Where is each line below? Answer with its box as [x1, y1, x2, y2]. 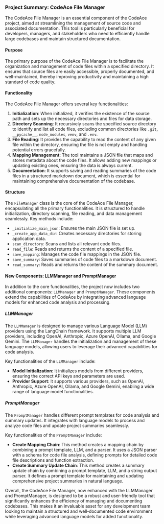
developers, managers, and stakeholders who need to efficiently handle [5, 31, 150, 37]
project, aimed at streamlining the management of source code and [5, 20, 141, 26]
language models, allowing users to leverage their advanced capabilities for [5, 344, 158, 350]
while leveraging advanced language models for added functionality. [5, 514, 143, 520]
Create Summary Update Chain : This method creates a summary [12, 462, 144, 469]
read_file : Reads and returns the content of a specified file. [12, 246, 134, 252]
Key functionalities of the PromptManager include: [5, 432, 102, 438]
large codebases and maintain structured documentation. [5, 36, 121, 42]
